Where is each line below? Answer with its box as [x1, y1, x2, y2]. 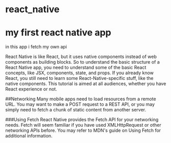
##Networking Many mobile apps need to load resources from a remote [5, 96, 157, 102]
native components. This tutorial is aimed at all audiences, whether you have [5, 80, 166, 87]
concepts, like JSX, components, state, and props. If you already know [5, 70, 154, 76]
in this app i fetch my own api [5, 44, 67, 50]
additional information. [5, 133, 53, 139]
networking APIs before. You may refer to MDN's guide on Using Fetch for [5, 127, 161, 133]
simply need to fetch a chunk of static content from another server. [5, 107, 146, 113]
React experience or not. [5, 86, 57, 92]
